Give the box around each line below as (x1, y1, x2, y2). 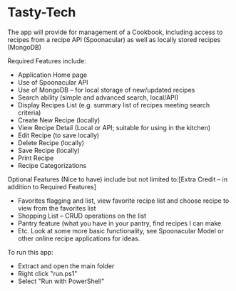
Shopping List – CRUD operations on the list (17, 211, 147, 220)
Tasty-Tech (7, 4, 76, 21)
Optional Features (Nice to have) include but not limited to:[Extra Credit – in (7, 175, 228, 184)
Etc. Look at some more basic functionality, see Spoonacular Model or (17, 226, 225, 235)
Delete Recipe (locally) (17, 138, 84, 147)
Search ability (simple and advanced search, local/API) (17, 93, 179, 102)
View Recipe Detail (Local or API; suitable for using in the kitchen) (17, 123, 211, 132)
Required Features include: (7, 56, 87, 65)
